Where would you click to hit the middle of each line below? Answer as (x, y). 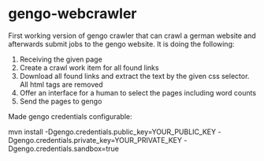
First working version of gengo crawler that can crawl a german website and (132, 36)
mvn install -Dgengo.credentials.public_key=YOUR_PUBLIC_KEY (112, 132)
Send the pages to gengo (61, 101)
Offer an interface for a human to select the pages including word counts (138, 92)
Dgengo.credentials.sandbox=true (64, 148)
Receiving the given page (61, 59)
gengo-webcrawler (73, 14)
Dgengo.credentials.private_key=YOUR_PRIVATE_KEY (95, 140)
